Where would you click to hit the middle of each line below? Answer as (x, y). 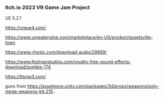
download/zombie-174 (28, 67)
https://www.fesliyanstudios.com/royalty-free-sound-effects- (68, 62)
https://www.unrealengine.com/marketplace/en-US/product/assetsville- (79, 37)
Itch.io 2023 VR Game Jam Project (48, 7)
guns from (16, 86)
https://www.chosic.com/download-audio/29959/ (56, 52)
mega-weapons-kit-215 (29, 92)
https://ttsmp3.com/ (26, 77)
